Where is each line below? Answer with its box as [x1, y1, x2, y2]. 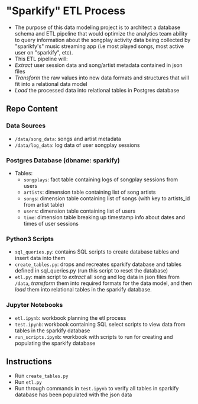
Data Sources [6, 121, 46, 130]
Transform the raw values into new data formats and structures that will [14, 74, 189, 81]
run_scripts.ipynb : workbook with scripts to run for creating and [14, 333, 173, 340]
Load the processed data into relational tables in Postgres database [14, 86, 180, 94]
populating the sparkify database [14, 339, 96, 347]
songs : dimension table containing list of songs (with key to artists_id [23, 194, 190, 202]
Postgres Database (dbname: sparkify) [6, 156, 120, 164]
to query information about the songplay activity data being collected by [14, 36, 191, 43]
